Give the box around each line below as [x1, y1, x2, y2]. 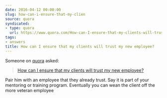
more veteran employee [5, 87, 54, 93]
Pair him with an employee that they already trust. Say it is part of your [5, 77, 149, 83]
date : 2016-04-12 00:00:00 [5, 7, 61, 12]
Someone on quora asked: [5, 57, 59, 63]
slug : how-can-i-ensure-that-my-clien [5, 12, 85, 17]
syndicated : [5, 21, 30, 26]
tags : [5, 35, 16, 40]
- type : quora [5, 26, 35, 31]
